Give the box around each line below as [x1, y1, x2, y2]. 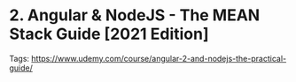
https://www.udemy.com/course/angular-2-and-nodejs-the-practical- [30, 53, 286, 63]
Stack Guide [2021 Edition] [9, 24, 209, 44]
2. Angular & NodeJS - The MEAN [9, 5, 261, 26]
